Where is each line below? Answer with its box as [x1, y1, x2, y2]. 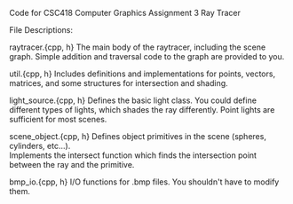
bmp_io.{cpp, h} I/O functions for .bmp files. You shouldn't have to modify [9, 177, 280, 187]
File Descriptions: [9, 25, 74, 35]
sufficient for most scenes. [9, 114, 107, 124]
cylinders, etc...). [9, 141, 71, 151]
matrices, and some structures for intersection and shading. [9, 78, 228, 88]
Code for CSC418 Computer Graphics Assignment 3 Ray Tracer [9, 8, 242, 18]
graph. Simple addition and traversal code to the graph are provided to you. [9, 51, 285, 61]
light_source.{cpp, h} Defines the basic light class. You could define [9, 95, 257, 106]
